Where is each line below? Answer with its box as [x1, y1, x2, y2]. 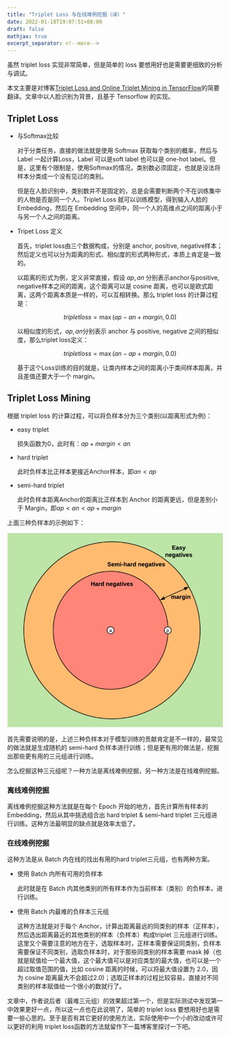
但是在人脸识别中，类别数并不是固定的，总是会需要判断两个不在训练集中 [16, 186, 221, 195]
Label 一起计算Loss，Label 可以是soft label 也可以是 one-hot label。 [16, 155, 210, 163]
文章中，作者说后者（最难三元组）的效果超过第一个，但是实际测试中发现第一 [7, 996, 223, 1005]
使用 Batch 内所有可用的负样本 [16, 869, 103, 878]
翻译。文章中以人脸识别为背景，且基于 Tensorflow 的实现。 [7, 93, 175, 101]
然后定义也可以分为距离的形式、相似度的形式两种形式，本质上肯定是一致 [16, 250, 221, 258]
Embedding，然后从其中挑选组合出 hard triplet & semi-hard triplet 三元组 [7, 811, 212, 819]
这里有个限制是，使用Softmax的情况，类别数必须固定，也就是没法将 [29, 163, 221, 172]
